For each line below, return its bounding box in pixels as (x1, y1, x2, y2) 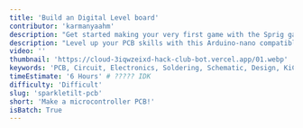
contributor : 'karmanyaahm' (9, 22, 115, 31)
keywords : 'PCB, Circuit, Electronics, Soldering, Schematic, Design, (9, 64, 280, 73)
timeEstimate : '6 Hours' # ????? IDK (9, 72, 151, 81)
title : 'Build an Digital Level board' (9, 13, 160, 23)
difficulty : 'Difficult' (9, 80, 103, 89)
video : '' (9, 47, 47, 56)
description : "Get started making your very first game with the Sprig (9, 30, 284, 39)
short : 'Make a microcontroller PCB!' (9, 96, 155, 106)
